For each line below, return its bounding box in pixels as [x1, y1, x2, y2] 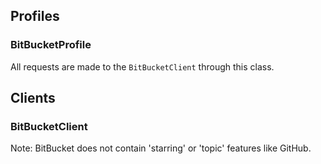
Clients [10, 90, 56, 107]
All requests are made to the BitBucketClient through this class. [10, 60, 275, 73]
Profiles [10, 8, 60, 25]
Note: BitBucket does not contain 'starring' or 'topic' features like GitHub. [10, 142, 312, 154]
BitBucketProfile [10, 38, 92, 52]
